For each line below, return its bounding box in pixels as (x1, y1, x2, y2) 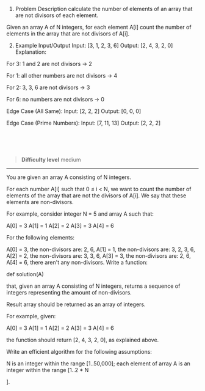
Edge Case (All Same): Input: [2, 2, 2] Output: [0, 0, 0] (6, 108, 142, 115)
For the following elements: (6, 234, 75, 241)
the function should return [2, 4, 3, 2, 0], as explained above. (6, 336, 159, 343)
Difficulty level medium (21, 156, 81, 163)
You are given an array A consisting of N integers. (6, 174, 132, 181)
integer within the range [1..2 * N (6, 367, 89, 373)
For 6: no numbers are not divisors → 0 (6, 96, 105, 103)
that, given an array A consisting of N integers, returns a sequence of (6, 282, 181, 290)
